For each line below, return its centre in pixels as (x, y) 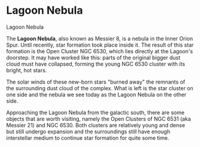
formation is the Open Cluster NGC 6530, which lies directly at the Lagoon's (99, 51)
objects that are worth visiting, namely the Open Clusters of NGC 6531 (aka (99, 119)
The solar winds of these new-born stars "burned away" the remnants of (96, 82)
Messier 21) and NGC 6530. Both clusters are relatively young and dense (96, 125)
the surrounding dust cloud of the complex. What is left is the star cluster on (100, 88)
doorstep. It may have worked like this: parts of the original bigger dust (93, 57)
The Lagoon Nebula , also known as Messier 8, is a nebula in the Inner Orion (99, 38)
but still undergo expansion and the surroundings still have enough (88, 131)
